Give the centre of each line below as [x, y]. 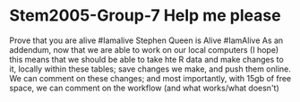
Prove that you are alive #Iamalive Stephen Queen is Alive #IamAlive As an [146, 40]
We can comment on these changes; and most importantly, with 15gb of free [150, 78]
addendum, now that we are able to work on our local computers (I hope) [144, 49]
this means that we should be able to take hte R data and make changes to [146, 59]
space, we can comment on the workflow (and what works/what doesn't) [144, 88]
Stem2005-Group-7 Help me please [145, 16]
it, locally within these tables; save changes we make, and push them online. [150, 69]
